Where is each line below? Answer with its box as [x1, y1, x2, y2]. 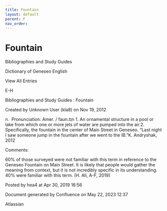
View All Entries [5, 78, 37, 84]
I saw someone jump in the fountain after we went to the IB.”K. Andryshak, [5, 132, 158, 138]
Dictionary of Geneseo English [5, 68, 68, 74]
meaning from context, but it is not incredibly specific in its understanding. [5, 167, 158, 173]
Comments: [5, 147, 29, 153]
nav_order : [5, 21, 28, 26]
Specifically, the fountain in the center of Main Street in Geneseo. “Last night [5, 127, 162, 133]
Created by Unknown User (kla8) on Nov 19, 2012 [5, 107, 106, 113]
